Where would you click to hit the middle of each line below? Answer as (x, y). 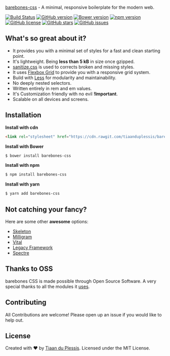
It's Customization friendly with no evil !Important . (65, 94)
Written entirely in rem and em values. (52, 88)
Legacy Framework (33, 247)
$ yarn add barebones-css (32, 194)
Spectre (21, 253)
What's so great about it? (46, 38)
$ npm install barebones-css (36, 174)
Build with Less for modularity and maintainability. (64, 78)
